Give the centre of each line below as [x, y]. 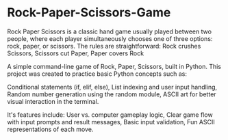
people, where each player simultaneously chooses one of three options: [110, 38]
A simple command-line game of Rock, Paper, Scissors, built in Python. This [114, 66]
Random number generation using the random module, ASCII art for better [112, 94]
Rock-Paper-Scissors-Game [89, 13]
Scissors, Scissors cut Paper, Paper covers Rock [76, 53]
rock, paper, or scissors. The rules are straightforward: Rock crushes [104, 46]
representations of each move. [50, 129]
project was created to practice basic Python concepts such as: [97, 74]
